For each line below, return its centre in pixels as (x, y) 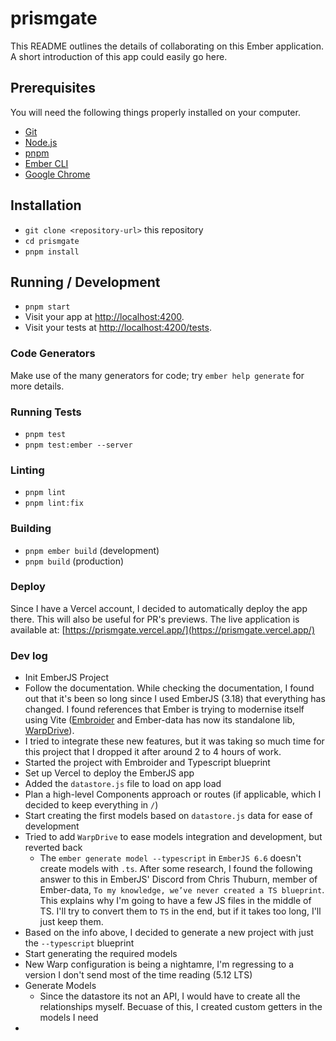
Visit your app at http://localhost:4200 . (104, 317)
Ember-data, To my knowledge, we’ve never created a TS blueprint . (182, 890)
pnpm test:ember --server (78, 445)
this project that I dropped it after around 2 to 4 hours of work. (153, 752)
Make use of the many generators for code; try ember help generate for (157, 375)
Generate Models (60, 986)
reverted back (53, 848)
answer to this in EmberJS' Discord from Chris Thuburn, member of (178, 879)
